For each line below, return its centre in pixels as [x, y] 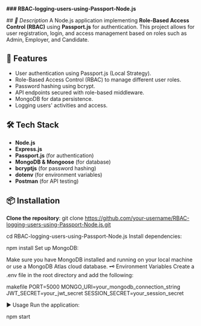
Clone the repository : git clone [45, 218]
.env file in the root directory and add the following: [70, 275]
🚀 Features [27, 59]
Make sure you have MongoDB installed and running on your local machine [100, 260]
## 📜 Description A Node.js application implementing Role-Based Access [98, 20]
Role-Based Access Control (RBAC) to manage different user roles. [98, 79]
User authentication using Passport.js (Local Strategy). [83, 73]
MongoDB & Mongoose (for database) [63, 162]
